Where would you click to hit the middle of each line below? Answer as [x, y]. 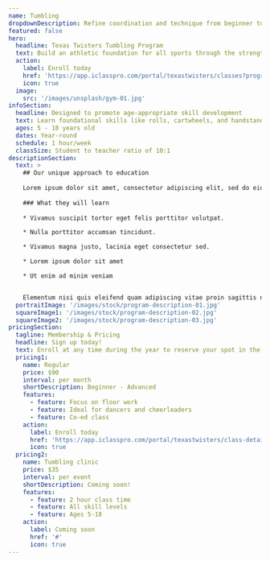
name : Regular [46, 365]
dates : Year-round [47, 135]
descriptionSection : [43, 158]
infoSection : [30, 105]
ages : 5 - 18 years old [55, 128]
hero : [17, 38]
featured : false [35, 31]
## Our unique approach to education [86, 173]
